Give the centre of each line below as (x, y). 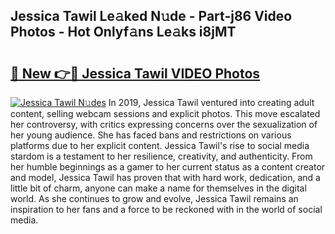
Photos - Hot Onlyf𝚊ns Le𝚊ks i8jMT (123, 32)
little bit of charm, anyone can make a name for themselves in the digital (158, 188)
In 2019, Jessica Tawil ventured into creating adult (211, 102)
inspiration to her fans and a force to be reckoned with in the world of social (166, 209)
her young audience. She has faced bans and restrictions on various (151, 135)
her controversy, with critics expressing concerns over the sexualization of (164, 124)
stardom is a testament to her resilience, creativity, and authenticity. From (161, 156)
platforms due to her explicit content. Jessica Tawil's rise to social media (160, 145)
